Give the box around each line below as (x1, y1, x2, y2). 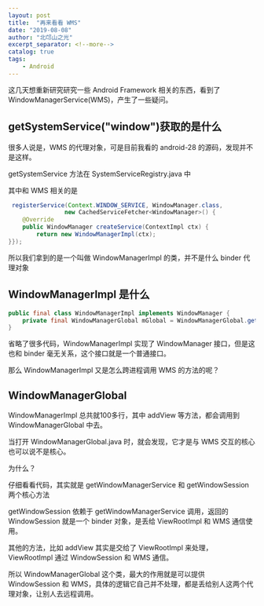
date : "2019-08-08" (8, 26, 72, 34)
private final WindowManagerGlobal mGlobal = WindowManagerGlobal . (22, 316, 247, 324)
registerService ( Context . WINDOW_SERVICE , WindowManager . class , (11, 201, 223, 209)
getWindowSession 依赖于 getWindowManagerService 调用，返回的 (8, 507, 229, 517)
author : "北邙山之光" (8, 33, 73, 42)
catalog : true (8, 48, 55, 56)
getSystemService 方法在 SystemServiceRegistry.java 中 (8, 169, 191, 178)
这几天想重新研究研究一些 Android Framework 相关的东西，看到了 (8, 85, 221, 94)
